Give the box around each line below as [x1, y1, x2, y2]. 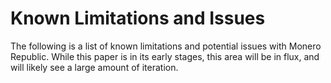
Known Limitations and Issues [10, 7, 266, 30]
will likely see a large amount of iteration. [10, 61, 179, 73]
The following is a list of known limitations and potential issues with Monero [10, 40, 322, 52]
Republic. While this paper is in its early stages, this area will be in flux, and [10, 50, 320, 62]
